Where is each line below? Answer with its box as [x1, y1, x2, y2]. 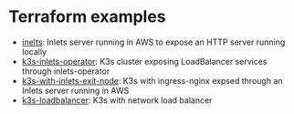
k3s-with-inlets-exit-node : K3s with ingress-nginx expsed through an [21, 75, 284, 86]
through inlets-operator [21, 66, 110, 77]
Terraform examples [8, 6, 166, 27]
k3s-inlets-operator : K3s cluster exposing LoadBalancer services [21, 56, 268, 67]
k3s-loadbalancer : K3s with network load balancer [21, 94, 213, 106]
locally [21, 46, 47, 57]
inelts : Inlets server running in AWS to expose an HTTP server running [21, 36, 286, 47]
